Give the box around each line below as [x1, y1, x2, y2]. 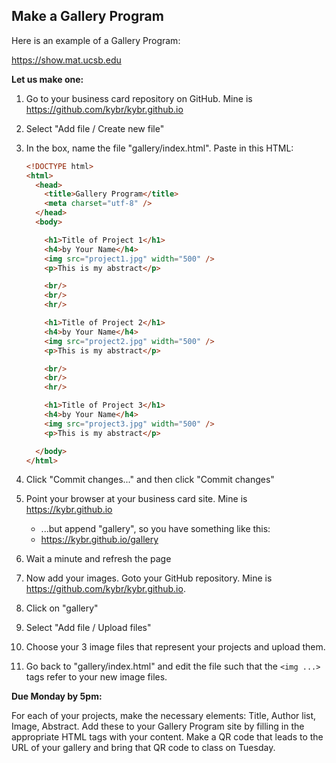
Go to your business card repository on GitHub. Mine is [25, 92, 253, 104]
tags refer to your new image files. [25, 671, 168, 683]
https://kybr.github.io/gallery [40, 534, 159, 546]
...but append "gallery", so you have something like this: [40, 523, 271, 535]
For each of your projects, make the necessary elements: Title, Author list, [11, 710, 317, 722]
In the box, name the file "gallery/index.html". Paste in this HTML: [25, 142, 294, 154]
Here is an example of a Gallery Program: [11, 34, 181, 46]
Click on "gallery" [25, 602, 99, 614]
